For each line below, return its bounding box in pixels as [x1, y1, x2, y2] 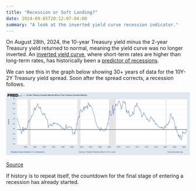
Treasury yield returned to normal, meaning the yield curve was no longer [6, 44, 183, 52]
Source [6, 161, 23, 168]
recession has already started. [6, 179, 79, 186]
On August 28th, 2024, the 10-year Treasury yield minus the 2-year [6, 39, 168, 46]
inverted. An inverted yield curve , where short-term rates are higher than [6, 51, 181, 58]
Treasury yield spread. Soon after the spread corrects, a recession [13, 75, 174, 82]
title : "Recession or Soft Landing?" [6, 9, 98, 15]
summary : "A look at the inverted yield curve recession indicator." [6, 22, 179, 27]
